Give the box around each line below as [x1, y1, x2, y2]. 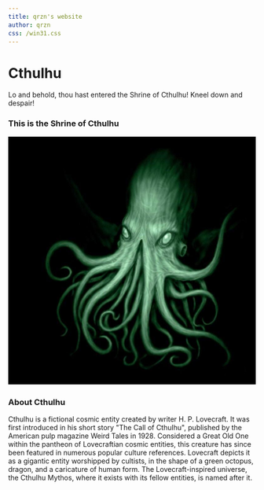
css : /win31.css [8, 29, 61, 37]
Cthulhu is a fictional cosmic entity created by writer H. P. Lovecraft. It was [8, 414, 250, 424]
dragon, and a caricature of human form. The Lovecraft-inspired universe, [8, 464, 247, 473]
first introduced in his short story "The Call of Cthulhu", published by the [8, 422, 242, 432]
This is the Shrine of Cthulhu [8, 118, 119, 129]
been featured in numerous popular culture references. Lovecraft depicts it [8, 448, 251, 457]
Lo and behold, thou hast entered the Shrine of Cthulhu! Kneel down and [8, 90, 244, 100]
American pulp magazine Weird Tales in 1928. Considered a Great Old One [8, 431, 249, 440]
